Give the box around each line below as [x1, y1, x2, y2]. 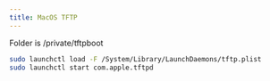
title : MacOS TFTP [9, 12, 78, 22]
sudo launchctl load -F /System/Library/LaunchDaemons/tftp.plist [9, 54, 262, 63]
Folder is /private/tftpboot [9, 37, 104, 48]
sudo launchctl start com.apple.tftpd [9, 63, 154, 72]
